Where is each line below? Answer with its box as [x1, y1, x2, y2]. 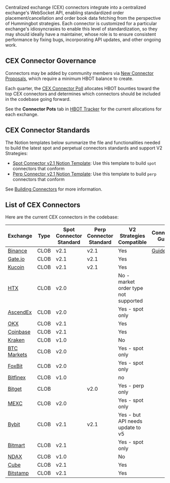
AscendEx [8, 309, 32, 316]
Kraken [8, 337, 25, 344]
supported [118, 298, 143, 305]
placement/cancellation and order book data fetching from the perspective [5, 15, 161, 21]
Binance [8, 247, 27, 254]
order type [118, 285, 143, 292]
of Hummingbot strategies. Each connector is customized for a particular [5, 20, 157, 26]
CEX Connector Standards [5, 126, 90, 135]
